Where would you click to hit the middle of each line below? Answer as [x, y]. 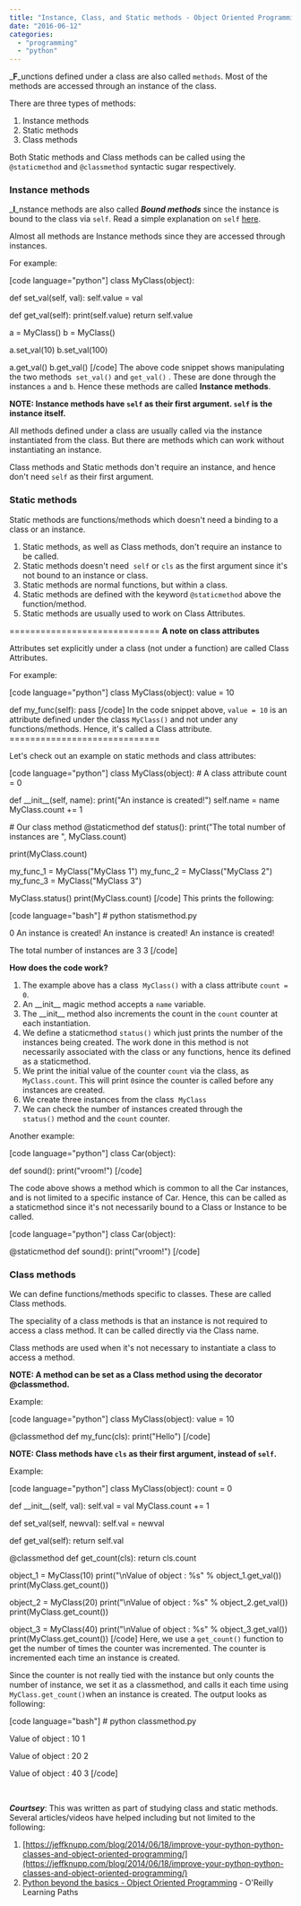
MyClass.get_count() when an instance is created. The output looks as [138, 1694]
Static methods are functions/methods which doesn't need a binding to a [144, 519]
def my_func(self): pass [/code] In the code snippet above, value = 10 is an [149, 709]
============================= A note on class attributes [134, 631]
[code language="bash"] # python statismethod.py [103, 915]
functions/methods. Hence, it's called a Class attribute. [111, 728]
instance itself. [38, 413]
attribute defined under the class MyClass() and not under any [124, 719]
